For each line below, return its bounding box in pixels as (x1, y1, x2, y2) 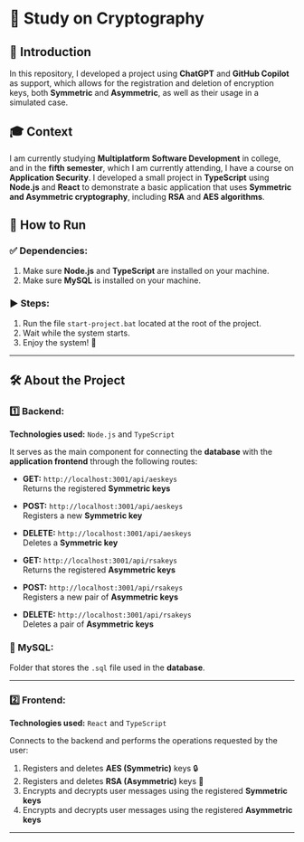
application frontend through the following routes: (9, 456, 198, 467)
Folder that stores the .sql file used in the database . (9, 662, 205, 673)
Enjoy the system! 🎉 (22, 336, 97, 347)
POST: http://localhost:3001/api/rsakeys (22, 582, 184, 593)
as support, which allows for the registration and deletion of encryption (9, 78, 274, 89)
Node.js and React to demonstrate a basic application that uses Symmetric (9, 181, 292, 193)
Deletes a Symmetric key (22, 537, 119, 548)
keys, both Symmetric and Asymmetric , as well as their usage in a (9, 88, 260, 98)
